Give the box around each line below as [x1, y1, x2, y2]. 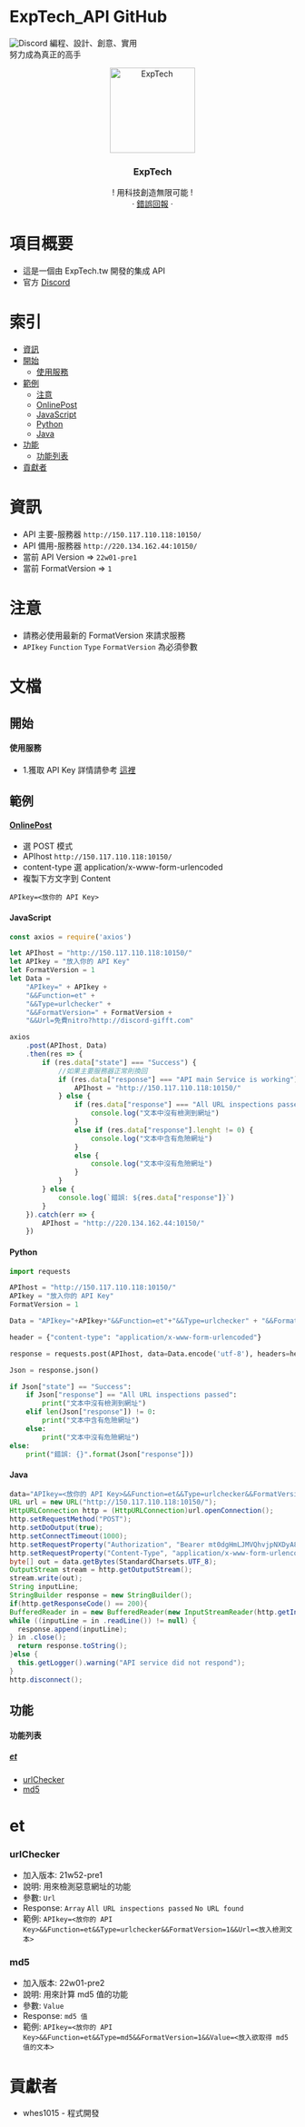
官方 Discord [22, 277, 71, 288]
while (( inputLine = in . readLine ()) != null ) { [9, 1615, 197, 1625]
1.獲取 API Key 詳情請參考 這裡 [22, 764, 136, 775]
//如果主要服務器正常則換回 [57, 1066, 148, 1076]
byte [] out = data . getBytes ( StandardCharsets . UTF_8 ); [9, 1556, 218, 1566]
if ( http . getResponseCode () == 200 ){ [9, 1599, 148, 1608]
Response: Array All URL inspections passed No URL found [22, 1903, 244, 1913]
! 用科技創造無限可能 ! [112, 187, 193, 198]
